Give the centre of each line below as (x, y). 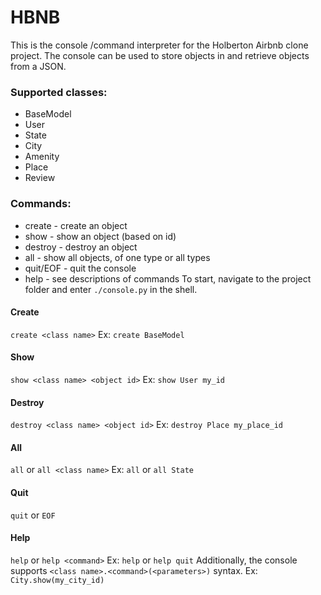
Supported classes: (59, 92)
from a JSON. (38, 66)
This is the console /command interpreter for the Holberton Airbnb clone (159, 45)
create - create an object (76, 225)
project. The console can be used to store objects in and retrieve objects (160, 55)
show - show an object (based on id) (100, 236)
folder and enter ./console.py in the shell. (111, 289)
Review (40, 178)
